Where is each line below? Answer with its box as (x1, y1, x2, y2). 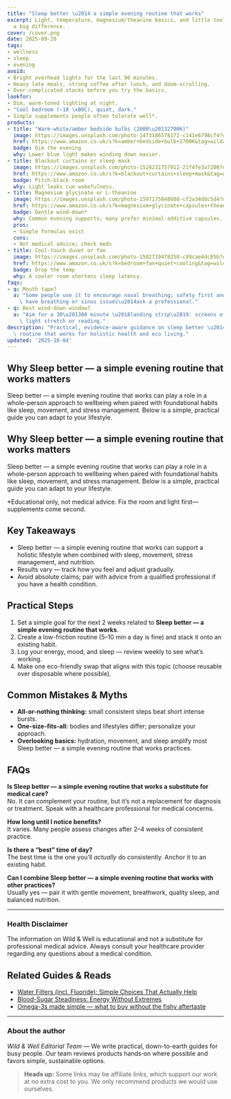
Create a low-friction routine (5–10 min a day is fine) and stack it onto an (16, 633, 222, 641)
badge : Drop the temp (13, 266, 76, 273)
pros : (13, 221, 30, 228)
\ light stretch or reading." (19, 318, 107, 325)
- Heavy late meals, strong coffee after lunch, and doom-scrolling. (7, 81, 211, 88)
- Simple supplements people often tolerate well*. (7, 112, 158, 119)
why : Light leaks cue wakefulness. (13, 183, 115, 190)
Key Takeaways (7, 525, 76, 537)
